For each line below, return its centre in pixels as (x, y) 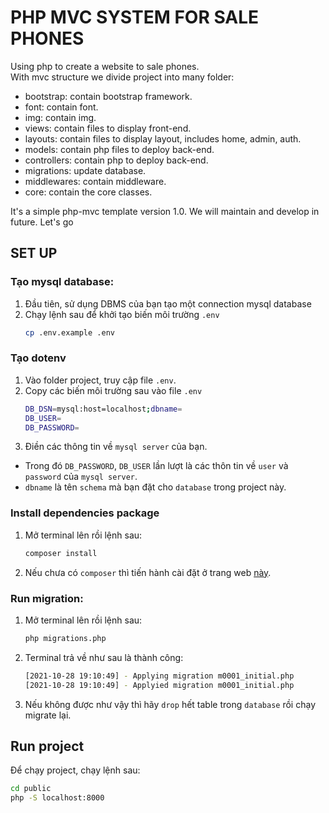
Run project (47, 746)
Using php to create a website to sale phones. (105, 66)
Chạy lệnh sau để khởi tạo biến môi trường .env (122, 314)
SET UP (34, 253)
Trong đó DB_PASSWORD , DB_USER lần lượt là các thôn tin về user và (156, 466)
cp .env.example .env (69, 332)
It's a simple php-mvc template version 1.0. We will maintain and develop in (165, 211)
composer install (61, 553)
